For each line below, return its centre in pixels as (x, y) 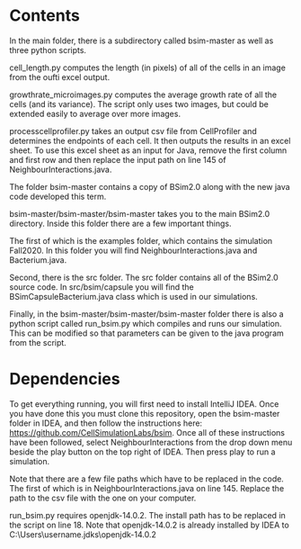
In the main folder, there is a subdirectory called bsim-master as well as (142, 40)
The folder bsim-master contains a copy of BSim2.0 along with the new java (150, 186)
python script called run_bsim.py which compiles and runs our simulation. (146, 323)
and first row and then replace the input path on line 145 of (118, 159)
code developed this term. (58, 196)
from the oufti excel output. (60, 76)
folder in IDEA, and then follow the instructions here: (106, 423)
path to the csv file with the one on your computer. (103, 498)
